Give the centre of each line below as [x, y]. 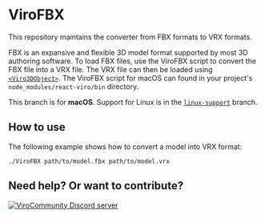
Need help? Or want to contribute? [96, 186]
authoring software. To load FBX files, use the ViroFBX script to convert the [132, 61]
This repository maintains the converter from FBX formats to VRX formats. [130, 37]
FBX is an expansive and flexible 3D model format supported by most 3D [128, 52]
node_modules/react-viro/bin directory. [74, 87]
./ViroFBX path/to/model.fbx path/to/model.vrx [89, 161]
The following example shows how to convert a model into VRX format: [125, 147]
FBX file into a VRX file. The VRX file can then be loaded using [111, 69]
